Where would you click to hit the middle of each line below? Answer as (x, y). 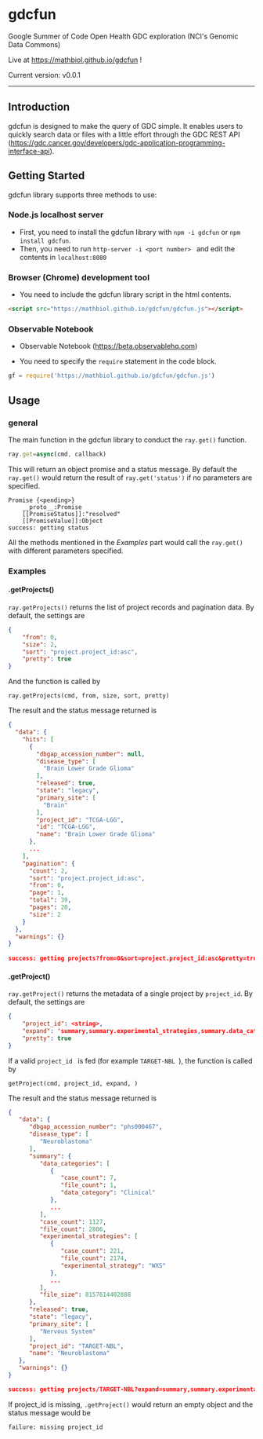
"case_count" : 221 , (92, 1251)
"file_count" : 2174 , (94, 1258)
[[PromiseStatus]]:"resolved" (72, 514)
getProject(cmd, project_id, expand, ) (73, 1083)
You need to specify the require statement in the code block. (118, 361)
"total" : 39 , (50, 900)
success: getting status (49, 528)
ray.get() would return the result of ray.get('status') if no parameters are (130, 478)
